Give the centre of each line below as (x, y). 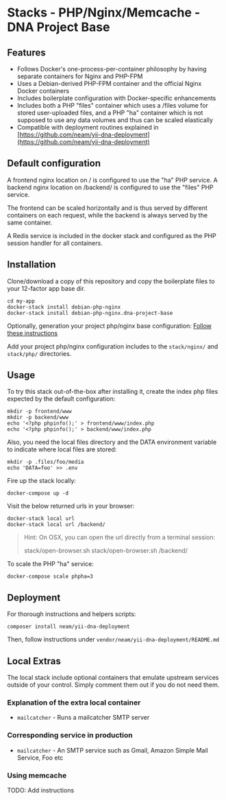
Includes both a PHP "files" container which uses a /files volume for (113, 105)
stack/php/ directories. (39, 353)
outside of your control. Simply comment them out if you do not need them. (113, 685)
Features (26, 52)
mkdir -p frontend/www (39, 412)
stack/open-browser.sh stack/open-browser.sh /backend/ (106, 551)
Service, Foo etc (40, 757)
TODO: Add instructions (41, 790)
